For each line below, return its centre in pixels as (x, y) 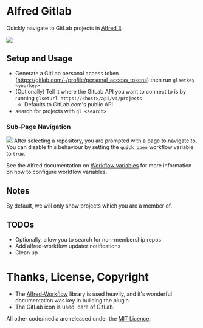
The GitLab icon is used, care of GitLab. (65, 307)
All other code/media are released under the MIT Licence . (78, 318)
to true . (16, 154)
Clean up (26, 252)
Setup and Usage (40, 59)
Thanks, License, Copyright (77, 277)
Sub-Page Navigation (39, 127)
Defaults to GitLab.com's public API (69, 104)
